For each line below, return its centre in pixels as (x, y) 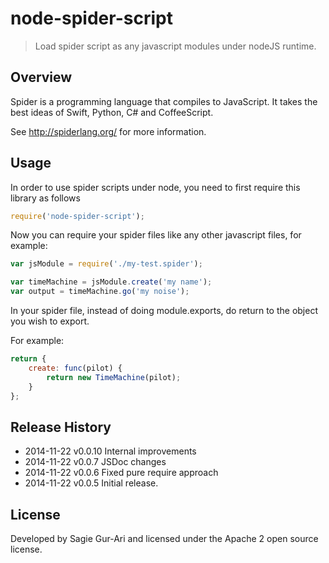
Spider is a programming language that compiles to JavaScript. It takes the (164, 101)
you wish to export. (50, 321)
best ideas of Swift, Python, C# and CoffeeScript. (112, 112)
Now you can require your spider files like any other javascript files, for (156, 235)
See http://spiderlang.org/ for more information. (108, 131)
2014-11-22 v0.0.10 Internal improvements (110, 451)
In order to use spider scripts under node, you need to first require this (155, 187)
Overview (41, 77)
